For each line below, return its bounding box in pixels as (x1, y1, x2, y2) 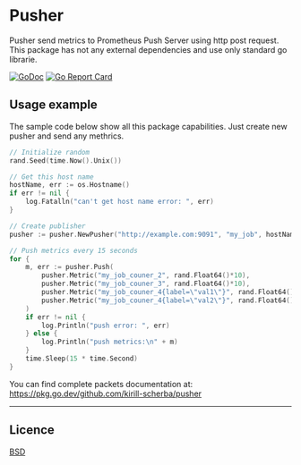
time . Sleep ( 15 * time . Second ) (25, 354, 139, 363)
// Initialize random (9, 148, 90, 156)
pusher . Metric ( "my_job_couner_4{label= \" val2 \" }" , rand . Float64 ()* (41, 296, 298, 305)
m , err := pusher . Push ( (25, 263, 115, 272)
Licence (9, 422, 56, 438)
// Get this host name (9, 172, 94, 182)
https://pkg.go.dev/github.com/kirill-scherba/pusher (9, 388, 202, 399)
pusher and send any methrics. (9, 131, 125, 141)
